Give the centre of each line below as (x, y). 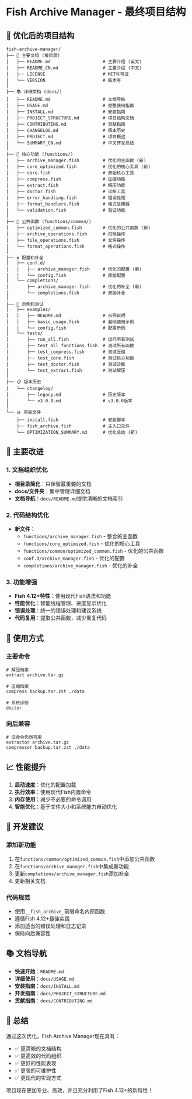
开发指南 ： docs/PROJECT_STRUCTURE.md (60, 993)
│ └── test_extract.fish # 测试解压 (66, 371)
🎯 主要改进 (25, 452)
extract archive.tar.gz (35, 675)
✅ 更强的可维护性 (35, 1070)
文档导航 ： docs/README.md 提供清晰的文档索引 (69, 498)
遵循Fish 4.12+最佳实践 (42, 919)
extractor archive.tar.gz (37, 742)
